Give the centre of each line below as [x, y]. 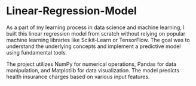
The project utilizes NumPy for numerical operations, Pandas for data [91, 64]
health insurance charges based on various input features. [78, 77]
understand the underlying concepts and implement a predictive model [94, 46]
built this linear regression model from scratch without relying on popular [96, 33]
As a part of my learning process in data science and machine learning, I [96, 27]
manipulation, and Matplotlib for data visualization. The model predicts [93, 70]
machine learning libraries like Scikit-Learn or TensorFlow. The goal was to [98, 40]
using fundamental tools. [37, 52]
